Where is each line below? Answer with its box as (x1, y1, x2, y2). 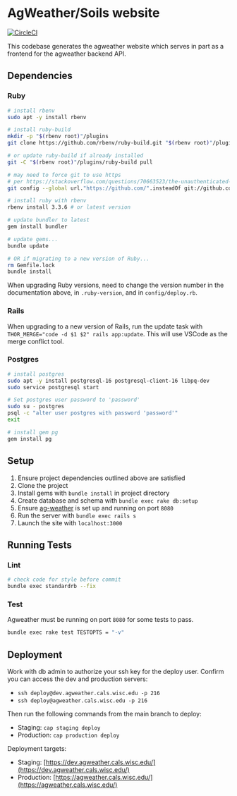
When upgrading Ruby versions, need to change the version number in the (7, 281, 224, 290)
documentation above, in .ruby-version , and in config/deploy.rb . (7, 288, 197, 297)
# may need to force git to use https (7, 171, 121, 178)
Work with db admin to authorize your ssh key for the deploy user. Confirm (7, 667, 224, 675)
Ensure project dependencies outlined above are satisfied (17, 474, 186, 482)
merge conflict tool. (7, 337, 64, 345)
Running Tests (7, 539, 72, 551)
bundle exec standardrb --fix (7, 583, 97, 590)
